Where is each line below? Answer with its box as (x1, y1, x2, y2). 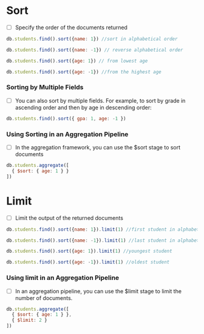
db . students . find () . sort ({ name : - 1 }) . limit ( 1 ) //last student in (6, 237, 175, 244)
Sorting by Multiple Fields (6, 83, 84, 92)
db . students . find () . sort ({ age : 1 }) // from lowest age (6, 58, 148, 64)
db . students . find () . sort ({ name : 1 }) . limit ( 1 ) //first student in (6, 226, 175, 233)
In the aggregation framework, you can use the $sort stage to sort (15, 144, 181, 151)
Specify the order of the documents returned (15, 24, 127, 31)
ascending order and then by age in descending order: (15, 104, 152, 111)
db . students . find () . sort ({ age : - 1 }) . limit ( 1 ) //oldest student (6, 259, 170, 265)
